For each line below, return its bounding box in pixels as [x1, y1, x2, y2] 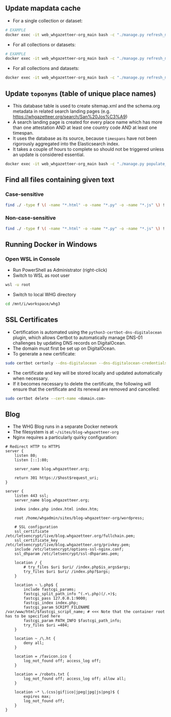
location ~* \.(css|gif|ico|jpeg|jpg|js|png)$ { [14, 689, 120, 695]
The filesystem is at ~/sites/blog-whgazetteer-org [12, 429, 119, 435]
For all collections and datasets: [12, 65, 79, 71]
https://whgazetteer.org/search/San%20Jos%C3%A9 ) [12, 114, 128, 119]
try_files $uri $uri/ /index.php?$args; [23, 569, 110, 574]
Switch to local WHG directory [12, 292, 76, 298]
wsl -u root [5, 283, 31, 288]
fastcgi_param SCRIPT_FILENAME [23, 605, 90, 610]
